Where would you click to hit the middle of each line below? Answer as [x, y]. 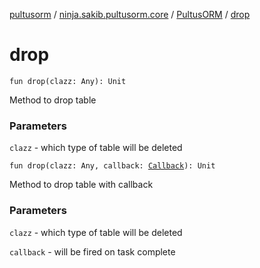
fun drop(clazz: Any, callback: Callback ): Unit [112, 166]
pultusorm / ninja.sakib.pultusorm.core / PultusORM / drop [130, 14]
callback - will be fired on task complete [92, 251]
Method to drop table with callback [81, 185]
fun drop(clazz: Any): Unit [68, 81]
